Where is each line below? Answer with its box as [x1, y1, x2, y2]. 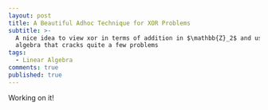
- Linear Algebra [15, 57, 73, 65]
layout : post [8, 11, 52, 20]
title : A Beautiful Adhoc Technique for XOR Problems [8, 19, 191, 27]
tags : [8, 49, 26, 57]
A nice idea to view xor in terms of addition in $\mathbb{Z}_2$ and [15, 33, 251, 42]
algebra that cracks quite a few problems [15, 41, 159, 49]
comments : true [8, 64, 59, 72]
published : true [8, 71, 62, 79]
